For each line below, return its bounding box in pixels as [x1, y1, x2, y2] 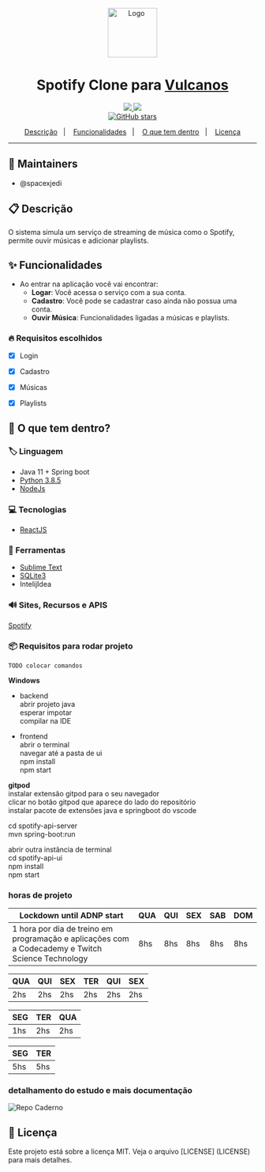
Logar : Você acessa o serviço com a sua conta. [31, 288, 187, 297]
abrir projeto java [19, 699, 76, 709]
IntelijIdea [19, 580, 52, 589]
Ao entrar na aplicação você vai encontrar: [19, 279, 159, 289]
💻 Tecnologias [8, 504, 67, 515]
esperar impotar [19, 708, 73, 717]
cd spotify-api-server [8, 821, 78, 830]
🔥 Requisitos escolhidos [8, 333, 103, 344]
